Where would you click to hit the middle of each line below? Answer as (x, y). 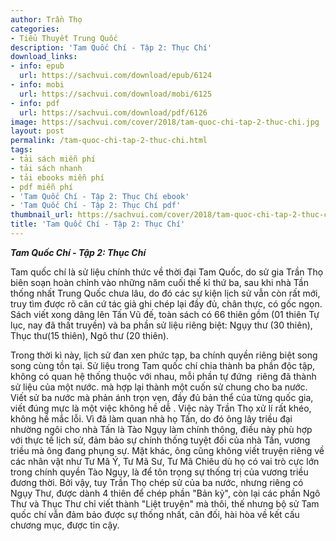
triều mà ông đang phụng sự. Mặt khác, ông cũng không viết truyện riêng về (167, 450)
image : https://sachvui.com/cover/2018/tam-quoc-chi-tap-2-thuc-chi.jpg (165, 122)
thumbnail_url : (42, 215)
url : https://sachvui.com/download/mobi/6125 (116, 94)
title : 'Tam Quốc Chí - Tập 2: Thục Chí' (98, 224)
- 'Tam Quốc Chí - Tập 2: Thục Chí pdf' (96, 206)
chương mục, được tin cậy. (65, 525)
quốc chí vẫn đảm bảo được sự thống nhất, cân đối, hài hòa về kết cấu (155, 514)
